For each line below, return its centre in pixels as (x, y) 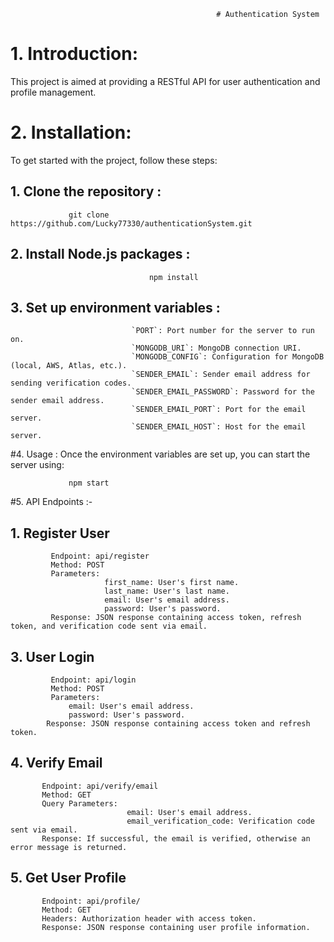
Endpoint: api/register (100, 556)
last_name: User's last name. (167, 591)
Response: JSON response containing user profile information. (176, 927)
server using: (37, 465)
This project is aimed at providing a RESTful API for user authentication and (165, 81)
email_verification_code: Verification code (220, 821)
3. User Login (52, 656)
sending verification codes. (71, 383)
